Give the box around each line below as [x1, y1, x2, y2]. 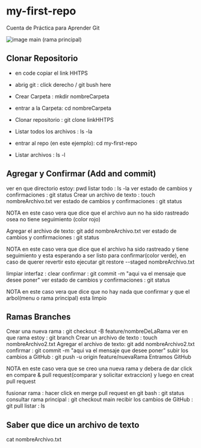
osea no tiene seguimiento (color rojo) [6, 215, 101, 222]
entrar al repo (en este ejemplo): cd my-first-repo [14, 139, 137, 147]
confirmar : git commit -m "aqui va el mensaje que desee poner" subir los [6, 347, 188, 354]
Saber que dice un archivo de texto [6, 420, 140, 430]
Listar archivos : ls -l [14, 151, 66, 158]
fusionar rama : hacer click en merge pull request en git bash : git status [6, 390, 185, 397]
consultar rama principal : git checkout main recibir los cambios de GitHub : [6, 396, 194, 403]
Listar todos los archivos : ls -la [14, 128, 93, 135]
